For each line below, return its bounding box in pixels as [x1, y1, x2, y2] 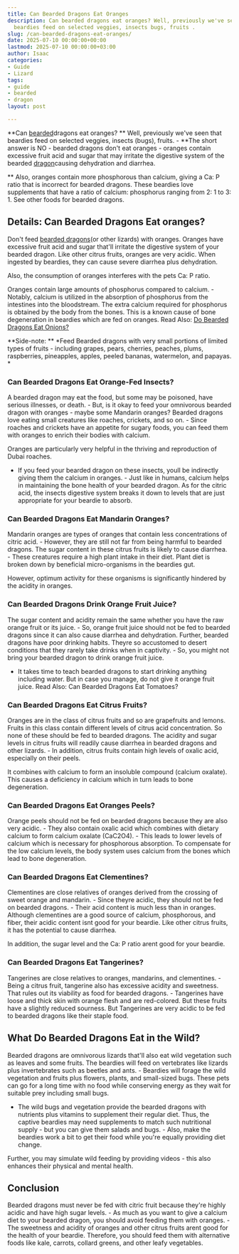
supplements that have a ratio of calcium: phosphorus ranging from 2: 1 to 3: [7, 188, 232, 196]
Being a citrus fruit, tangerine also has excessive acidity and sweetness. [7, 981, 219, 990]
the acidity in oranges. [7, 582, 73, 590]
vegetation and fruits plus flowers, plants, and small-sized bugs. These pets [7, 1073, 230, 1082]
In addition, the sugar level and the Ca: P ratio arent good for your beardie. [7, 940, 225, 948]
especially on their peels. [7, 754, 81, 762]
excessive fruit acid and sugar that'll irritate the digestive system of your [7, 242, 219, 251]
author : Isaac [7, 50, 50, 58]
